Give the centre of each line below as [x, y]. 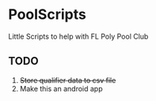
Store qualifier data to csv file [68, 80]
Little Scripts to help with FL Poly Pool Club [78, 36]
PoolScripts [48, 15]
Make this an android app [61, 88]
